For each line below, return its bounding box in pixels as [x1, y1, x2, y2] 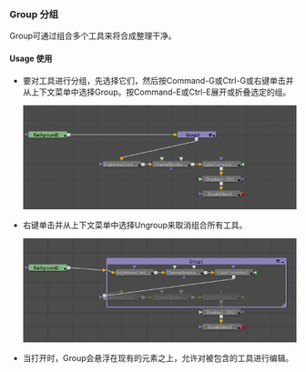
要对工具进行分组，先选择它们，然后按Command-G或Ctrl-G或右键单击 [22, 75, 287, 85]
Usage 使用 [9, 53, 53, 64]
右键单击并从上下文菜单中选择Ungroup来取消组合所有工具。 [22, 219, 248, 230]
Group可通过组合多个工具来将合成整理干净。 [9, 30, 177, 42]
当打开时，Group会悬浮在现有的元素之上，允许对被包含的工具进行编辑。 [22, 353, 294, 364]
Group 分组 [9, 7, 59, 20]
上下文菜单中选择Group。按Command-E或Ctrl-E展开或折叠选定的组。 [30, 86, 291, 97]
